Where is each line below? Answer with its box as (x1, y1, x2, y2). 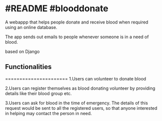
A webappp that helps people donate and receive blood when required (5, 19, 149, 25)
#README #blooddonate (5, 3, 108, 14)
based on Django (5, 48, 40, 54)
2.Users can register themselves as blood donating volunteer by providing (5, 85, 156, 91)
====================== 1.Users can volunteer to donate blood (5, 75, 146, 81)
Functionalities (5, 63, 52, 71)
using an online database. (5, 24, 58, 30)
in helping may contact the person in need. (5, 110, 92, 116)
